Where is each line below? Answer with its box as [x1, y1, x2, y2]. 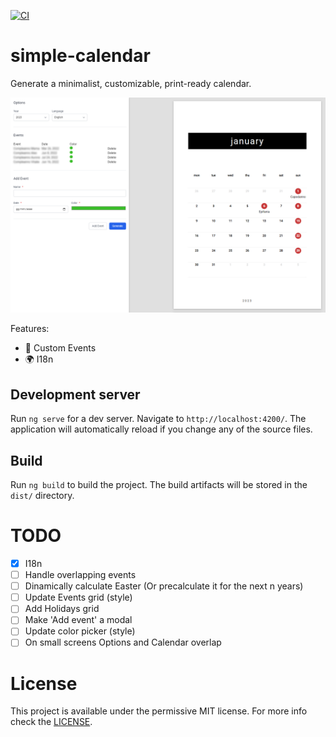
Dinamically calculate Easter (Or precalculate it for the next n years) [24, 580, 304, 592]
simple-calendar [10, 45, 151, 67]
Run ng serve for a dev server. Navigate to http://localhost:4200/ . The [10, 413, 307, 425]
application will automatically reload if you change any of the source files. [10, 423, 313, 435]
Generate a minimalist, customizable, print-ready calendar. [10, 77, 252, 89]
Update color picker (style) [24, 625, 136, 637]
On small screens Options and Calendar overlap [24, 636, 222, 649]
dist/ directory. [10, 490, 75, 502]
